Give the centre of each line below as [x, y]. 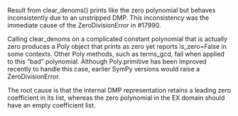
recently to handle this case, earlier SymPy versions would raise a [104, 69]
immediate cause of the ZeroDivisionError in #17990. [84, 25]
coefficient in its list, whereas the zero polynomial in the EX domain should [116, 98]
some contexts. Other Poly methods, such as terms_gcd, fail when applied [116, 54]
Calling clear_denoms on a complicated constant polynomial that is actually [118, 39]
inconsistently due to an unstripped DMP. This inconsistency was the [108, 18]
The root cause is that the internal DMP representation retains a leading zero [119, 90]
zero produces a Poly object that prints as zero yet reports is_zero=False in [117, 46]
